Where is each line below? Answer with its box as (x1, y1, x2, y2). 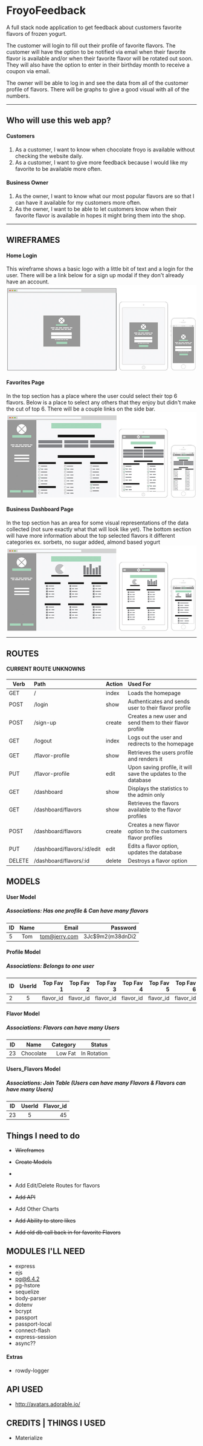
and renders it (127, 755, 163, 762)
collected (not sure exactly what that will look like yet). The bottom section (6, 526, 192, 533)
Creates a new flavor (127, 821, 179, 828)
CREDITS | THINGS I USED (6, 1418, 106, 1428)
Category (51, 1041, 76, 1048)
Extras (6, 1353, 23, 1361)
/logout (34, 737, 52, 744)
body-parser (14, 1294, 47, 1302)
